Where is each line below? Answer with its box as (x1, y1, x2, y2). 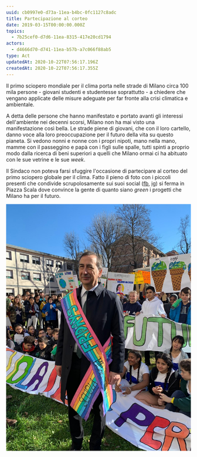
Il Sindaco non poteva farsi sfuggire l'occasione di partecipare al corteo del (6, 167, 188, 174)
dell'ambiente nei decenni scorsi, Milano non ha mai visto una (6, 118, 155, 126)
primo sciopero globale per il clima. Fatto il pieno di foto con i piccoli (6, 173, 171, 180)
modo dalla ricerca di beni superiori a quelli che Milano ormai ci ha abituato (6, 150, 188, 157)
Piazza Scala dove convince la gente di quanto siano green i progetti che (6, 186, 182, 193)
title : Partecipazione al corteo (6, 15, 88, 22)
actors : (6, 41, 25, 46)
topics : (6, 28, 25, 34)
